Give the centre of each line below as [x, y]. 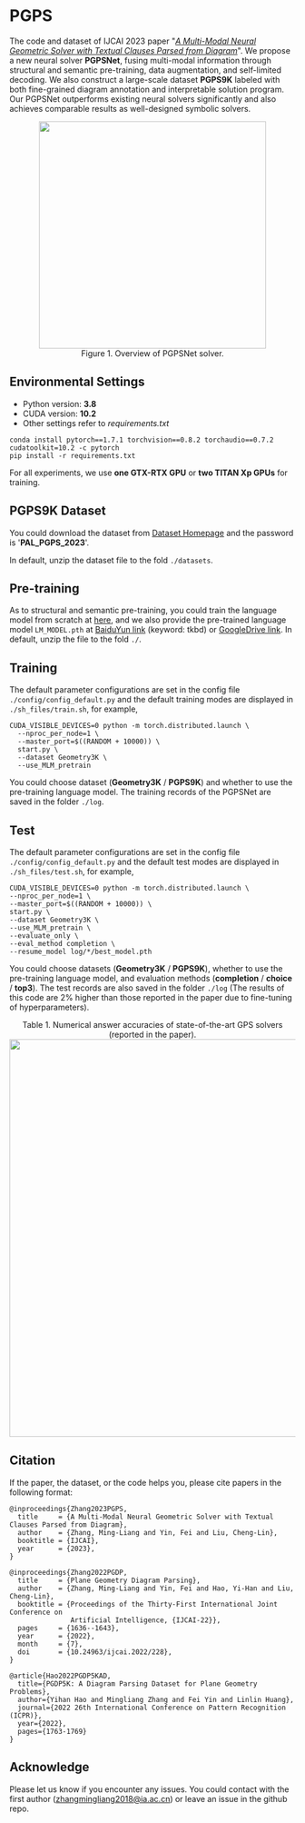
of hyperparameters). [49, 1007]
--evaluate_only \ [44, 936]
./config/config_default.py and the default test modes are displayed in [144, 862]
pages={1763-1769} [53, 1731]
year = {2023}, [56, 1549]
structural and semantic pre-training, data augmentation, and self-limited [145, 70]
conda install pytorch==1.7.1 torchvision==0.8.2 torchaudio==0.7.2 [142, 440]
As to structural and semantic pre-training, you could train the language [143, 611]
